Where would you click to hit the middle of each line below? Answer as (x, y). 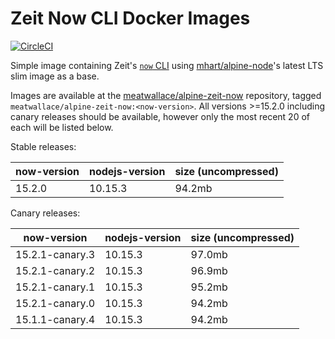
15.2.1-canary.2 (55, 270)
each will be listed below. (62, 127)
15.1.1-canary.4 (55, 319)
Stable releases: (43, 146)
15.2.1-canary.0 (55, 303)
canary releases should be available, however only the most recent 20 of (160, 116)
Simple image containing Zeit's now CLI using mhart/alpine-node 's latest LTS (167, 65)
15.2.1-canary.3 (55, 254)
